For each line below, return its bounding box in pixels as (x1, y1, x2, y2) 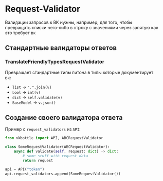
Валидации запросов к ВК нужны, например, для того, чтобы (5, 19, 132, 25)
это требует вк (5, 30, 36, 35)
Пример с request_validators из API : (5, 126, 81, 132)
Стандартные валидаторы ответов (5, 44, 117, 52)
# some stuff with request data (22, 154, 89, 159)
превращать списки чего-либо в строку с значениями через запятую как (5, 24, 159, 30)
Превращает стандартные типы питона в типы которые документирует (5, 69, 154, 75)
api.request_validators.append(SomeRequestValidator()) (5, 171, 121, 176)
